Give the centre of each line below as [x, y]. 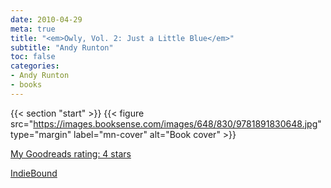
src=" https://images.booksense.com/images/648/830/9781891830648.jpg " [166, 123]
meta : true [33, 29]
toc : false [33, 57]
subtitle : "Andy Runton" [62, 47]
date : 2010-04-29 [46, 19]
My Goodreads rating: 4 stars [71, 153]
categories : [35, 66]
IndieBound [34, 173]
